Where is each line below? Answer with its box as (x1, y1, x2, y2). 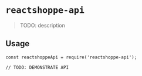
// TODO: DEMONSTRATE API (5, 64, 69, 70)
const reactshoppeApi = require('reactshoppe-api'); (5, 54, 137, 60)
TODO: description (19, 22, 66, 29)
